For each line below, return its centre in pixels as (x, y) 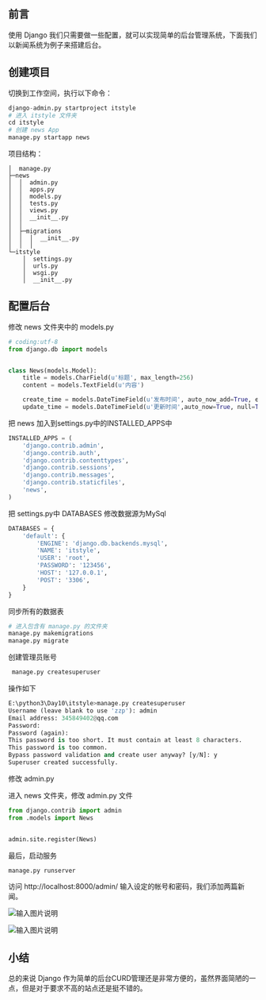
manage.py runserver (42, 871)
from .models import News (51, 818)
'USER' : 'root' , (63, 558)
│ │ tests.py (33, 203)
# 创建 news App (34, 130)
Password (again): (38, 733)
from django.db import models (58, 349)
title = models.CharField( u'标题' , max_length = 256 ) (108, 378)
